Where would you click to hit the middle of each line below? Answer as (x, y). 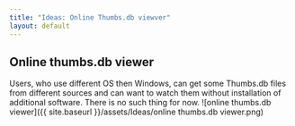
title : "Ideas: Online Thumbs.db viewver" (90, 17)
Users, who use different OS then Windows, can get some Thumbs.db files (147, 84)
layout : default (40, 26)
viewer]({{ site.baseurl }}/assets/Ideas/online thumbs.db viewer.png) (136, 112)
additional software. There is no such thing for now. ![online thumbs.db (140, 103)
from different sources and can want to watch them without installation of (145, 93)
